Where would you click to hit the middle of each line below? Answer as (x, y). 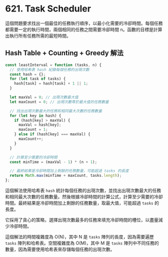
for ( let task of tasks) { (38, 79)
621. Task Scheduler (48, 9)
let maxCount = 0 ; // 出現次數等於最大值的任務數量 (59, 102)
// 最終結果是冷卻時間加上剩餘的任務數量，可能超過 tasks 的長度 (69, 171)
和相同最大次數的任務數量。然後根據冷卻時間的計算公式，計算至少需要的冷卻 (84, 197)
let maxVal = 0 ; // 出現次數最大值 (44, 97)
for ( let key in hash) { (35, 116)
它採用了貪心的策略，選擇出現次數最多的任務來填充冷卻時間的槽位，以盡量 (82, 220)
